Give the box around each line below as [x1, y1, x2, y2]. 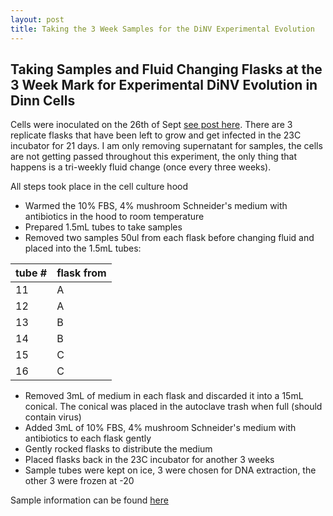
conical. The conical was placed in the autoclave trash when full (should [24, 401, 323, 413]
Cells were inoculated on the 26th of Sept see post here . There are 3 [10, 119, 293, 131]
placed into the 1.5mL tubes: [24, 242, 142, 255]
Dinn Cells [10, 92, 76, 109]
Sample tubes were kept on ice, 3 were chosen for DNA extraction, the [24, 464, 317, 476]
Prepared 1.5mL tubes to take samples [24, 221, 183, 233]
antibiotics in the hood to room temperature [24, 211, 205, 223]
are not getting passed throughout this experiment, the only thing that [10, 151, 298, 163]
